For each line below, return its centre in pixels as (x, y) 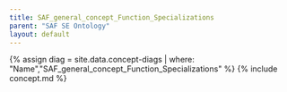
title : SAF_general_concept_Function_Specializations (112, 17)
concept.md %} (38, 79)
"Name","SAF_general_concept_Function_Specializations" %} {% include (143, 69)
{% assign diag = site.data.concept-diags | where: (102, 60)
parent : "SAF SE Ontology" (60, 26)
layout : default (39, 34)
